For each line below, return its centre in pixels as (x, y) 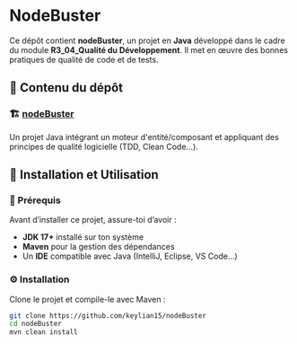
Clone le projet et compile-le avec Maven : (87, 299)
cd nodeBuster (36, 324)
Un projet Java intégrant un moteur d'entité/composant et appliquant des (144, 137)
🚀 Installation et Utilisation (84, 175)
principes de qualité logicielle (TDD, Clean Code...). (104, 146)
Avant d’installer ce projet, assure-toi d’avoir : (93, 220)
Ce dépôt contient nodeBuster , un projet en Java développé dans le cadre (147, 40)
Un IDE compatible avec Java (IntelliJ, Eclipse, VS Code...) (130, 256)
